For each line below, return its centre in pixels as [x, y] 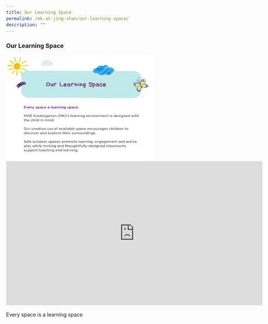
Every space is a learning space [44, 315]
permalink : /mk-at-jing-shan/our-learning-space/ [68, 18]
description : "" [26, 25]
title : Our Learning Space [39, 12]
